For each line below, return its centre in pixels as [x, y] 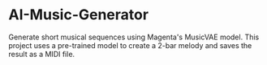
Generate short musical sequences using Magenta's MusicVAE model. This [134, 37]
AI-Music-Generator [78, 15]
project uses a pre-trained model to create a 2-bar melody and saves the [130, 45]
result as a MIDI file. [42, 54]
